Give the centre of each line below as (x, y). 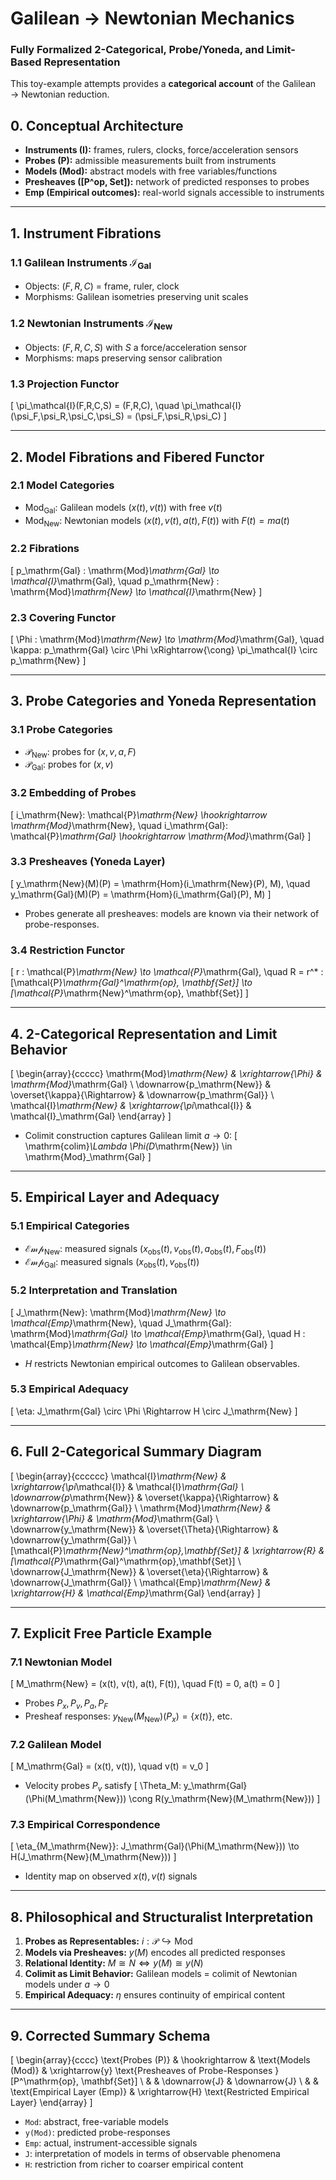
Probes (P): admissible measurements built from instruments (150, 161)
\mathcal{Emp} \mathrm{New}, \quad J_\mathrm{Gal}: (121, 1323)
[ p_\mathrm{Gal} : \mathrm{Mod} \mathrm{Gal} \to (115, 570)
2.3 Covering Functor (63, 617)
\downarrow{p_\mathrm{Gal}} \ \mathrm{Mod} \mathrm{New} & (141, 1508)
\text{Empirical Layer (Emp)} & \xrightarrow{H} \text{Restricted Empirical (160, 2091)
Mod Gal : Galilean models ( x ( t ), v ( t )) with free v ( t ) (123, 508)
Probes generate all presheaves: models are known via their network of (172, 913)
